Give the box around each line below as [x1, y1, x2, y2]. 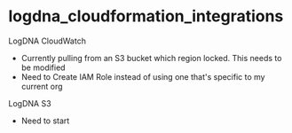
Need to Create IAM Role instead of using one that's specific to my [20, 71, 265, 82]
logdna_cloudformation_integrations [8, 6, 284, 27]
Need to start [20, 115, 70, 126]
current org [20, 81, 63, 91]
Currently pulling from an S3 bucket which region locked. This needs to [20, 52, 282, 63]
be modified [20, 62, 66, 73]
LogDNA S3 [8, 98, 51, 108]
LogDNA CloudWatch [8, 35, 86, 46]
